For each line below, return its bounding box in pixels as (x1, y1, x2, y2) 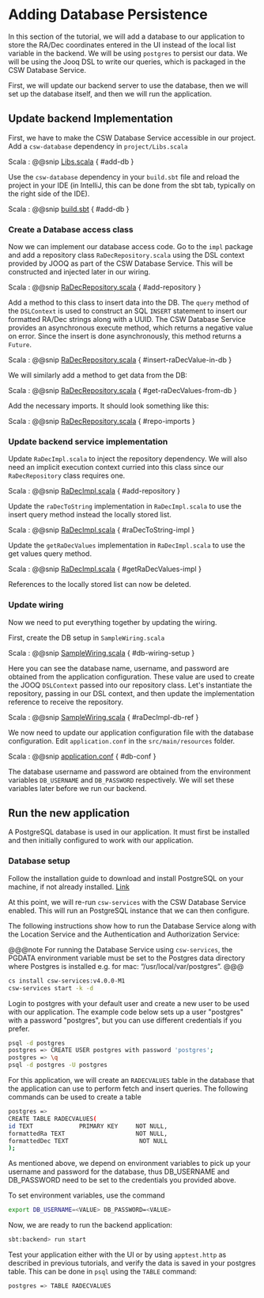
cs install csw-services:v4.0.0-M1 (8, 977, 126, 985)
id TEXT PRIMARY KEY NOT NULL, (8, 1122, 168, 1130)
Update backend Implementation (8, 112, 174, 126)
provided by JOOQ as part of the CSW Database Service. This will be (8, 259, 233, 268)
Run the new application (8, 807, 130, 820)
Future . (8, 340, 32, 350)
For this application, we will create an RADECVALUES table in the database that (8, 1076, 255, 1084)
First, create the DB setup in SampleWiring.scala (8, 633, 165, 642)
